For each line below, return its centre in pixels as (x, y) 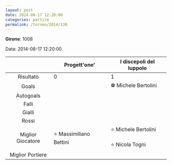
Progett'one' (80, 65)
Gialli (28, 113)
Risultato (28, 77)
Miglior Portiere (28, 155)
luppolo (137, 68)
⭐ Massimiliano (72, 134)
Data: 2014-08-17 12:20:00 (34, 49)
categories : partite (27, 20)
